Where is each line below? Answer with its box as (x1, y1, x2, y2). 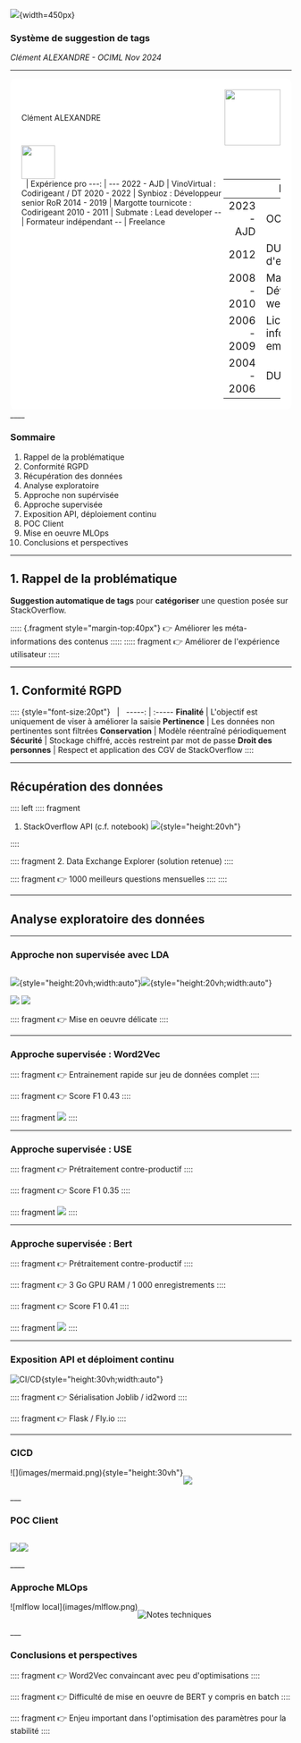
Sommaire (10, 431, 56, 444)
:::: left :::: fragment (10, 803, 81, 814)
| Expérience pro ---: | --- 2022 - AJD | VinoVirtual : (25, 179, 217, 190)
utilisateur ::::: (10, 648, 61, 659)
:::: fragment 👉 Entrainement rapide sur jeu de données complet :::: (10, 1069, 260, 1079)
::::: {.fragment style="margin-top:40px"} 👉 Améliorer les (10, 622, 223, 633)
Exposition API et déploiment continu (10, 1353, 175, 1366)
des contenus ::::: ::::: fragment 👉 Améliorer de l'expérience (58, 636, 280, 647)
